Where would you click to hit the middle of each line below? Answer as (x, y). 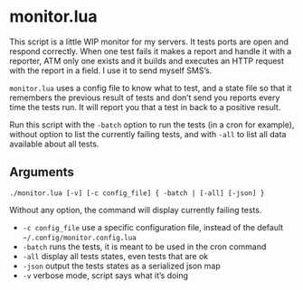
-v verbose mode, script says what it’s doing (105, 275)
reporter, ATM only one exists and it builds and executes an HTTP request (147, 61)
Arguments (42, 172)
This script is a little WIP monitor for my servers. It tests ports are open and (149, 42)
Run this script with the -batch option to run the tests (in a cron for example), (152, 125)
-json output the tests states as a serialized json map (121, 266)
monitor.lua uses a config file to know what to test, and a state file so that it (151, 88)
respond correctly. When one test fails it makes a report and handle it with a (151, 51)
